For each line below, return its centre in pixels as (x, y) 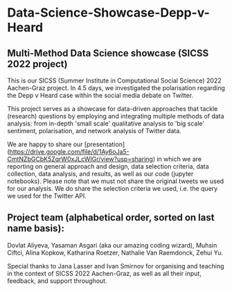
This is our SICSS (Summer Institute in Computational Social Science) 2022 (114, 80)
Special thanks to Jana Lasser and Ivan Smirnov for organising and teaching (116, 266)
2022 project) (37, 64)
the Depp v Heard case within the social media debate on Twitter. (100, 95)
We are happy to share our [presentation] (66, 144)
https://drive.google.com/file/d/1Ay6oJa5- (69, 152)
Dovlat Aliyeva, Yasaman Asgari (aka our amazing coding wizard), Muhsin (112, 245)
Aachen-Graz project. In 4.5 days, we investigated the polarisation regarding (116, 88)
